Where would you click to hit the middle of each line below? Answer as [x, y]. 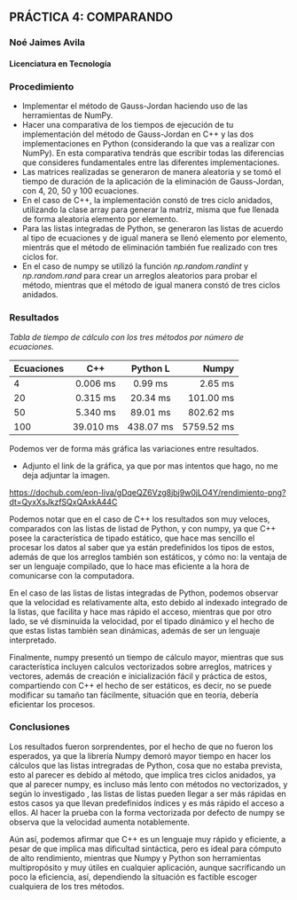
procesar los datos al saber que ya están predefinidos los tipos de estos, [142, 547]
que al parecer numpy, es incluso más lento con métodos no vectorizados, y [148, 784]
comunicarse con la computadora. [72, 575]
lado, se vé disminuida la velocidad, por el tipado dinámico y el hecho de [142, 621]
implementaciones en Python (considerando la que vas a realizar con [148, 144]
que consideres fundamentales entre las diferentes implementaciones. [151, 162]
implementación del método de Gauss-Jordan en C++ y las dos [138, 134]
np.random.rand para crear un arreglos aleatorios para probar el [139, 276]
